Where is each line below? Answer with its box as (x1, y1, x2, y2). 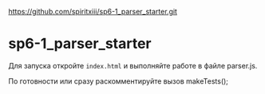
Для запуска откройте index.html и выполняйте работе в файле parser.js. (8, 61, 258, 70)
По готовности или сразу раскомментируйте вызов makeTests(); (8, 76, 229, 86)
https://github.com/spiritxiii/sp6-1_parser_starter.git (8, 7, 178, 16)
